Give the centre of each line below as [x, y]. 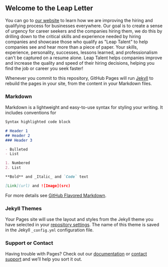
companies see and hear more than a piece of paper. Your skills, [72, 47]
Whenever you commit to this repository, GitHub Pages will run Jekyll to [79, 78]
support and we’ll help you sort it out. [44, 259]
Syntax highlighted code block [38, 122]
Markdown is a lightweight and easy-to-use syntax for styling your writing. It [84, 107]
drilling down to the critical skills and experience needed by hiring [73, 36]
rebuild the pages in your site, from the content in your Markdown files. [78, 83]
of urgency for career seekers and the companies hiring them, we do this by [84, 31]
